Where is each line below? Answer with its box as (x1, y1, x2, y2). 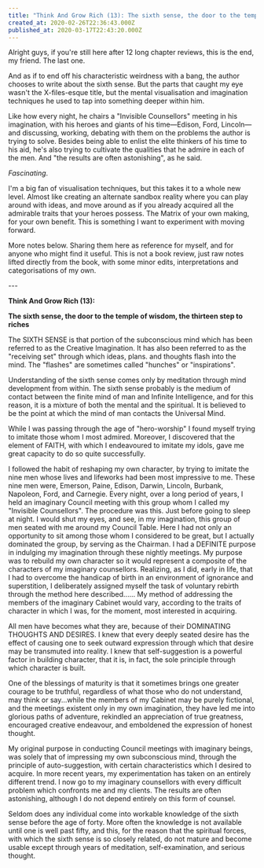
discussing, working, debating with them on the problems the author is (22, 128, 251, 138)
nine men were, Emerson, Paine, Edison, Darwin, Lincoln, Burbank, (8, 481, 224, 491)
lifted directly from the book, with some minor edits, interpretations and (8, 257, 239, 267)
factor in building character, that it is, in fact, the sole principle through (8, 655, 236, 664)
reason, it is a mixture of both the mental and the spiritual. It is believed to (8, 400, 246, 410)
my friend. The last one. (8, 56, 86, 65)
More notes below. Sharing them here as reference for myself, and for (8, 241, 234, 250)
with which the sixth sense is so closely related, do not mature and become (8, 834, 252, 844)
